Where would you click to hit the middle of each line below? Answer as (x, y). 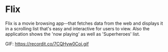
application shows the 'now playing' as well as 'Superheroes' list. (73, 34)
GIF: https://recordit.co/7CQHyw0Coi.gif (47, 43)
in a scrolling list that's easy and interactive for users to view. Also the (77, 28)
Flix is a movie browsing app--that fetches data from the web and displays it (84, 23)
